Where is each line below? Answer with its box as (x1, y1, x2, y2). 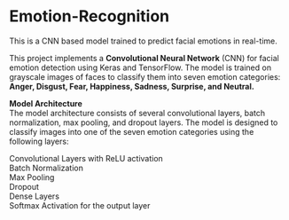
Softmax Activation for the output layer (9, 200, 151, 210)
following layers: (9, 136, 69, 146)
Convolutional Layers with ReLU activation (9, 153, 164, 163)
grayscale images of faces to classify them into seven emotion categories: (9, 71, 281, 82)
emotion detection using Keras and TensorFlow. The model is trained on (9, 62, 272, 73)
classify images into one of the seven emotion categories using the (9, 126, 254, 137)
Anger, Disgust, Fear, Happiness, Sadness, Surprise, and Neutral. (9, 81, 254, 91)
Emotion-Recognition (9, 6, 170, 27)
